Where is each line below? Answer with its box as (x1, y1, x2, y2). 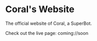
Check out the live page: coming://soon (5, 30, 88, 36)
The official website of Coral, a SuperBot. (5, 20, 92, 26)
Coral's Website (5, 4, 75, 15)
